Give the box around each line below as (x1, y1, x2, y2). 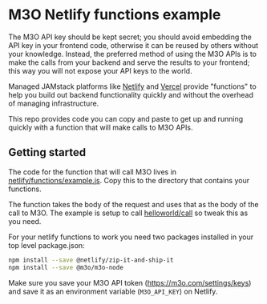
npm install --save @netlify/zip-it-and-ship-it (8, 256, 174, 264)
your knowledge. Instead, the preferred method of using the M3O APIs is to (8, 49, 257, 58)
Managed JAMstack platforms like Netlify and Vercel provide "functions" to (8, 82, 257, 91)
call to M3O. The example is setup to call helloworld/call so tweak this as (8, 208, 249, 218)
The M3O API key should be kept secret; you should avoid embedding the (8, 32, 253, 42)
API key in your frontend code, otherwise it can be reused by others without (8, 40, 259, 50)
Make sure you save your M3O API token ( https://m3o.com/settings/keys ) (8, 278, 252, 287)
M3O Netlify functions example (8, 6, 221, 24)
